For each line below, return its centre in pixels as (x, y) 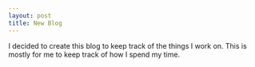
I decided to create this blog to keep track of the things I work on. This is (128, 45)
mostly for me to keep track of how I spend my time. (94, 54)
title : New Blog (35, 23)
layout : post (30, 16)
